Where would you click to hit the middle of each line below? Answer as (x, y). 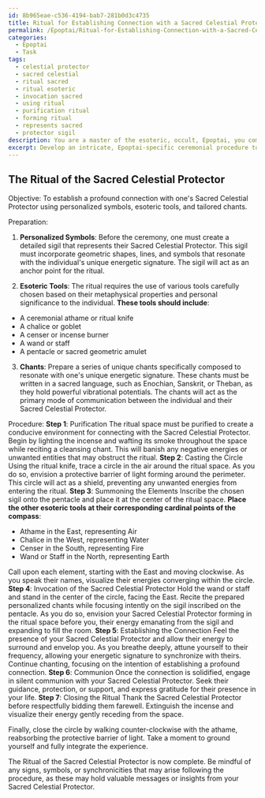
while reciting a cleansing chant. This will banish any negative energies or (128, 449)
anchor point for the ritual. (62, 271)
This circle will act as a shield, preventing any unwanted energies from (123, 483)
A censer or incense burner (64, 335)
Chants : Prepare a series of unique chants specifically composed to (130, 367)
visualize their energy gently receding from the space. (96, 714)
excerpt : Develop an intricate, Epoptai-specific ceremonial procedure (128, 147)
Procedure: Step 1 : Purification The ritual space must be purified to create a (131, 424)
